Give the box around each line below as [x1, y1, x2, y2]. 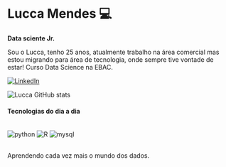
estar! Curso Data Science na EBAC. [7, 63, 114, 71]
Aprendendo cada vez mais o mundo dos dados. [7, 151, 150, 160]
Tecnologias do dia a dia [7, 107, 80, 115]
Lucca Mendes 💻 [7, 6, 112, 22]
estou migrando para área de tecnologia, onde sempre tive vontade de [7, 55, 215, 64]
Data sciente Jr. [7, 33, 55, 43]
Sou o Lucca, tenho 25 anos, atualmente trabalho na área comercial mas [7, 48, 220, 56]
